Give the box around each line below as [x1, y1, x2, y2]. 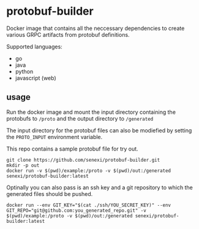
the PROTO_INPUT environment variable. [6, 133, 103, 140]
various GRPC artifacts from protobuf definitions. [6, 31, 130, 38]
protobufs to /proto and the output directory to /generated [6, 114, 154, 122]
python [15, 67, 34, 75]
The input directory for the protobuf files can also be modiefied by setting [6, 127, 192, 134]
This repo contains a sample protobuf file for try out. [6, 145, 139, 152]
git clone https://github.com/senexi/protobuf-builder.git [6, 157, 160, 163]
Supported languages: [6, 43, 62, 50]
